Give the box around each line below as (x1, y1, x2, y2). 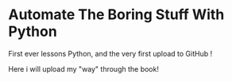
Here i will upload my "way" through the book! (8, 64, 159, 73)
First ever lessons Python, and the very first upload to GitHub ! (8, 49, 213, 58)
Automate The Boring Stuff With (8, 6, 225, 24)
